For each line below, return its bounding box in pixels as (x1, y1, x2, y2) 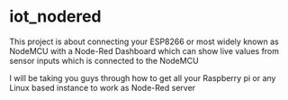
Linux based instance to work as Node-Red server (9, 82, 196, 93)
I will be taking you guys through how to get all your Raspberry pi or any (9, 72, 276, 83)
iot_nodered (9, 6, 102, 27)
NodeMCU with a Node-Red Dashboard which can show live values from (9, 45, 280, 56)
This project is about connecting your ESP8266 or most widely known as (9, 36, 279, 47)
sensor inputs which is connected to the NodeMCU (9, 55, 200, 66)
